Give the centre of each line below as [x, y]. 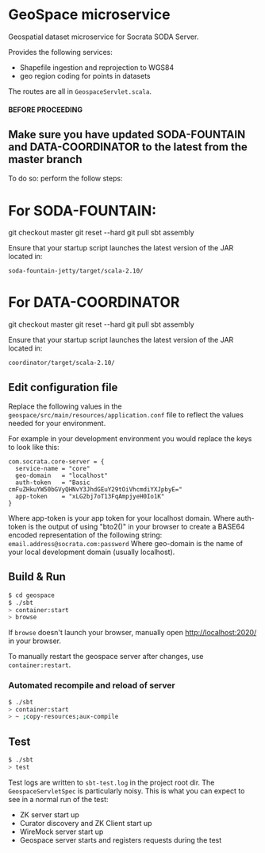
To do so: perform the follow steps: [65, 178]
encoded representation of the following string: [85, 535]
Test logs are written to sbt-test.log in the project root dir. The [111, 782]
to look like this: [34, 448]
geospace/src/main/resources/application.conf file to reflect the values [126, 415]
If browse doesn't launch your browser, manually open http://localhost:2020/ [132, 633]
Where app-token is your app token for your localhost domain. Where [122, 518]
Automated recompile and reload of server [92, 685]
